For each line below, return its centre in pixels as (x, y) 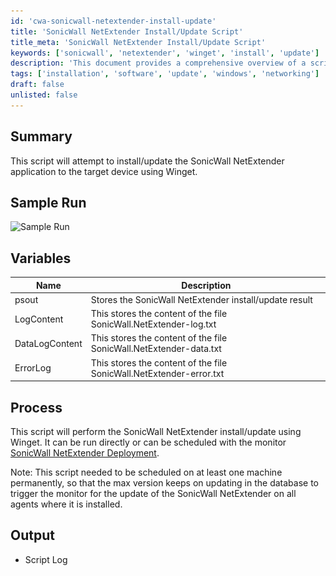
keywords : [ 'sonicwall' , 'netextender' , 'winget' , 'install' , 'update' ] (165, 53)
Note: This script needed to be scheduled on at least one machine (146, 472)
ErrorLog (33, 368)
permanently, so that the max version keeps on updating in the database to (164, 483)
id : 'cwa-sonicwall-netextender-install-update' (113, 21)
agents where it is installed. (66, 504)
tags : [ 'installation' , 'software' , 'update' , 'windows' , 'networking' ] (165, 74)
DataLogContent (48, 343)
